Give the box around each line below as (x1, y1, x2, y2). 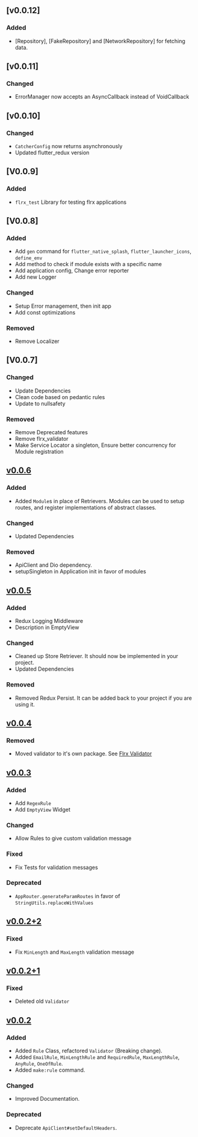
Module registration (14, 448, 64, 455)
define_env (14, 255, 43, 261)
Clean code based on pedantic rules (14, 393, 105, 400)
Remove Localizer (14, 337, 60, 345)
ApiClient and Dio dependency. (14, 561, 92, 568)
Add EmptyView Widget (14, 806, 71, 813)
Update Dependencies (14, 387, 71, 394)
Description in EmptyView (14, 624, 79, 631)
